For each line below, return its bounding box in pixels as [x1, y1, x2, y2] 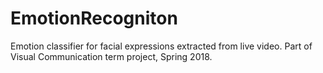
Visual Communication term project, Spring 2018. [10, 50, 213, 62]
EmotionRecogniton [10, 7, 178, 30]
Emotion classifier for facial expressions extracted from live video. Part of [10, 40, 313, 52]
